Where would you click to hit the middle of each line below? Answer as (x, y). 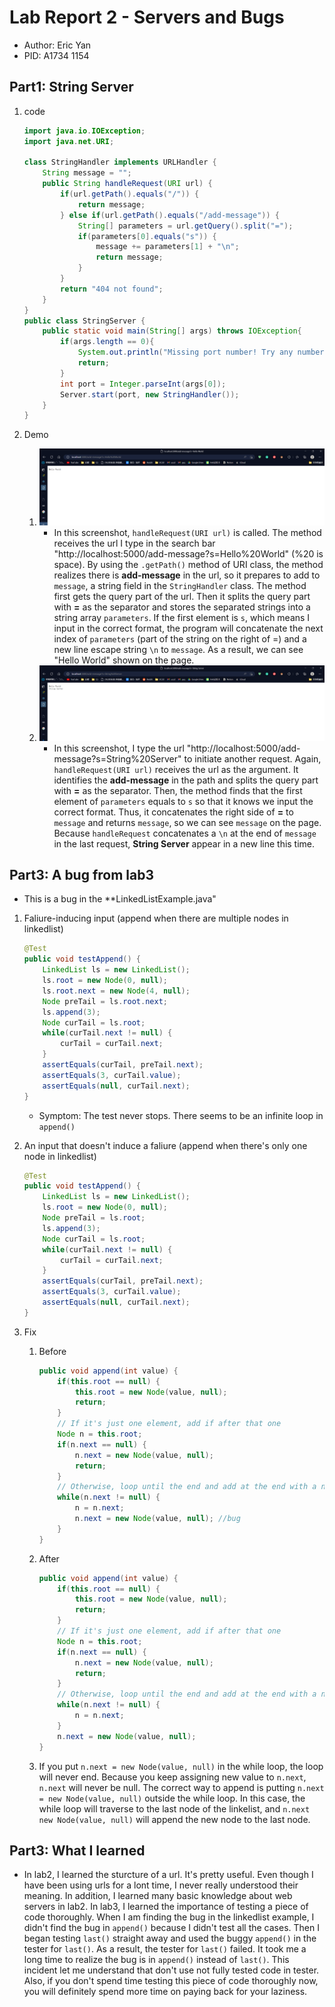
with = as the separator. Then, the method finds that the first (178, 790)
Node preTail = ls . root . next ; (105, 1001)
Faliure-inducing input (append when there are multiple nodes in (156, 918)
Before (52, 1351)
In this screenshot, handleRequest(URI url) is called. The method (187, 532)
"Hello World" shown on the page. (124, 660)
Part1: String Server (71, 87)
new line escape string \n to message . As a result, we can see (178, 649)
